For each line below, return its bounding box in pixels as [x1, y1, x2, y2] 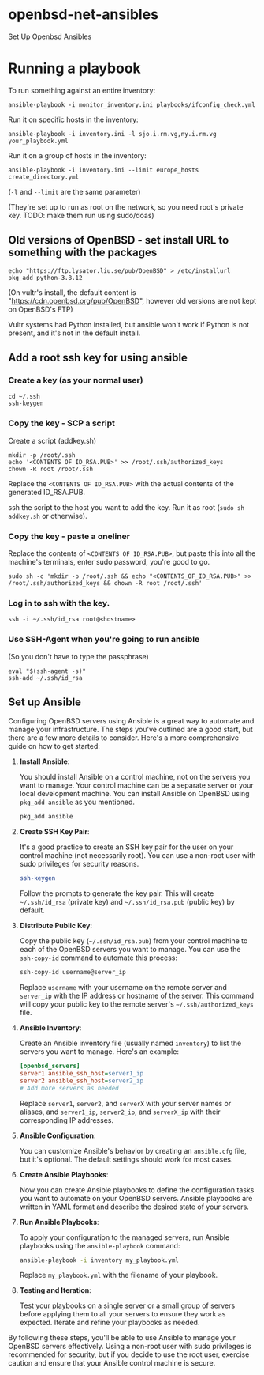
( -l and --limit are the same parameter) [8, 187, 141, 196]
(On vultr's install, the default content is [8, 287, 136, 297]
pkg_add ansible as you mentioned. [19, 797, 136, 807]
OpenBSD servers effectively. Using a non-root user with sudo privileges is [8, 1342, 252, 1351]
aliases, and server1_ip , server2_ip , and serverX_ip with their [19, 1107, 221, 1116]
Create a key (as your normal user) [8, 375, 143, 385]
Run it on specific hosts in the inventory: [8, 115, 139, 124]
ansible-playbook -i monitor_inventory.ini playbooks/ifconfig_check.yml [8, 100, 256, 108]
